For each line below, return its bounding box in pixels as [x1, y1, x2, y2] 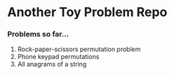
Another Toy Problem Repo [7, 4, 168, 20]
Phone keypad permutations [17, 53, 100, 61]
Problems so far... [7, 29, 69, 39]
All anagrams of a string [17, 60, 87, 69]
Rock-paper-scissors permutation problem [17, 45, 141, 53]
